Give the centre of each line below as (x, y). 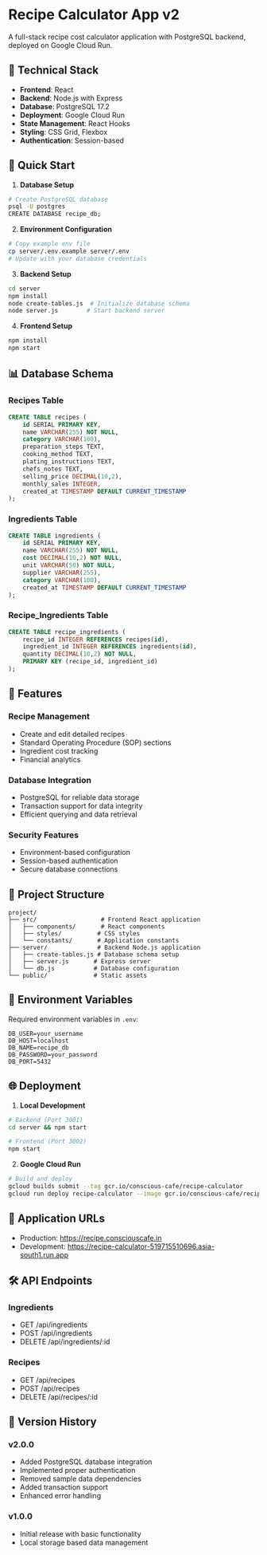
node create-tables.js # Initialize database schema (99, 303)
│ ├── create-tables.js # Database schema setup (94, 955)
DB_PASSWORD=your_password (53, 1054)
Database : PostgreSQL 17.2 (64, 106)
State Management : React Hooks (75, 123)
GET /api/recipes (47, 1380)
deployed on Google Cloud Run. (60, 45)
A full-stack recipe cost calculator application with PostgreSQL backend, (127, 37)
